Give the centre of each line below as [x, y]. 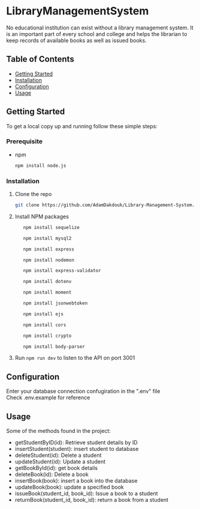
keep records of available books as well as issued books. [76, 40]
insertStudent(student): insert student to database [77, 449]
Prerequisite [25, 141]
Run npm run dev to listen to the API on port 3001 [75, 358]
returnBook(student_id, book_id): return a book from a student [92, 500]
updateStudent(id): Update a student [60, 462]
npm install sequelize [51, 227]
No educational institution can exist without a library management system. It [100, 28]
